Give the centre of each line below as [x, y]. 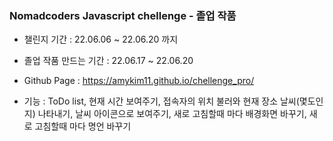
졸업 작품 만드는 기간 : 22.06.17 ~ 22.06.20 [108, 61]
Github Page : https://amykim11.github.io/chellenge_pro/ [139, 81]
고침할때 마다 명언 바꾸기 [83, 126]
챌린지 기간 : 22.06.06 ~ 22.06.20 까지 [101, 39]
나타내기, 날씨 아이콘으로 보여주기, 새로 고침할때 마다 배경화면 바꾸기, [172, 114]
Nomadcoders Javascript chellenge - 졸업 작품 [123, 15]
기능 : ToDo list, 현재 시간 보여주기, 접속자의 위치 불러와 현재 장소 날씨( [161, 101]
